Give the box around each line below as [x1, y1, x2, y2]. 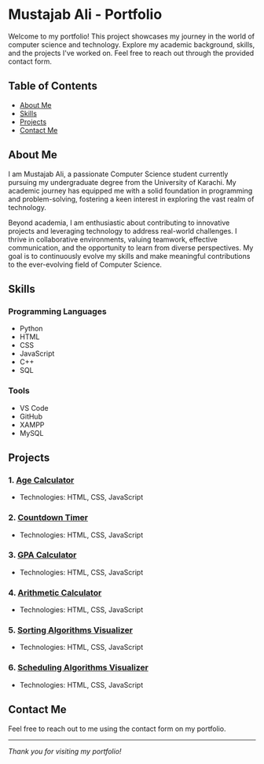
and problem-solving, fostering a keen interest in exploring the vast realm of [8, 194, 255, 204]
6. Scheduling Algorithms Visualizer [8, 663, 149, 674]
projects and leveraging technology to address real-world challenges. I [8, 226, 237, 235]
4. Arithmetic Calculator [8, 587, 102, 598]
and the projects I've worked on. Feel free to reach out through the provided [8, 48, 255, 57]
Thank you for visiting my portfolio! [8, 746, 122, 756]
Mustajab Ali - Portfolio [8, 6, 163, 24]
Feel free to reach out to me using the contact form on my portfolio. [8, 724, 226, 733]
